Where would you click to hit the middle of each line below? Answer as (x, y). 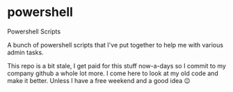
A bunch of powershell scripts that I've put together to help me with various (115, 45)
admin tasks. (25, 52)
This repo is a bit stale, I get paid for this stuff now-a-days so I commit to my (116, 66)
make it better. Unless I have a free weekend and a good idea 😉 (99, 80)
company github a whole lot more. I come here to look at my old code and (113, 73)
